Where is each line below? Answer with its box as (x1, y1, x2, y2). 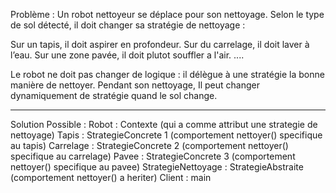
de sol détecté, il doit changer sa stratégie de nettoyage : (10, 19, 246, 31)
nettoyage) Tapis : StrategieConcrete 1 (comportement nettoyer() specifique (10, 129, 323, 141)
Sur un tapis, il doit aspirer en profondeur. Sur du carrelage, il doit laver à (10, 39, 310, 50)
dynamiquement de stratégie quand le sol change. (10, 90, 218, 101)
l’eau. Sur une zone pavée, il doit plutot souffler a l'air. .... (10, 49, 245, 61)
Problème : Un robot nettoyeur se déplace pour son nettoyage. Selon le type (10, 9, 325, 20)
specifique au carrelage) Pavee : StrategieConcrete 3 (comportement (10, 150, 296, 162)
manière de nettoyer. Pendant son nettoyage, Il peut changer (10, 79, 260, 91)
